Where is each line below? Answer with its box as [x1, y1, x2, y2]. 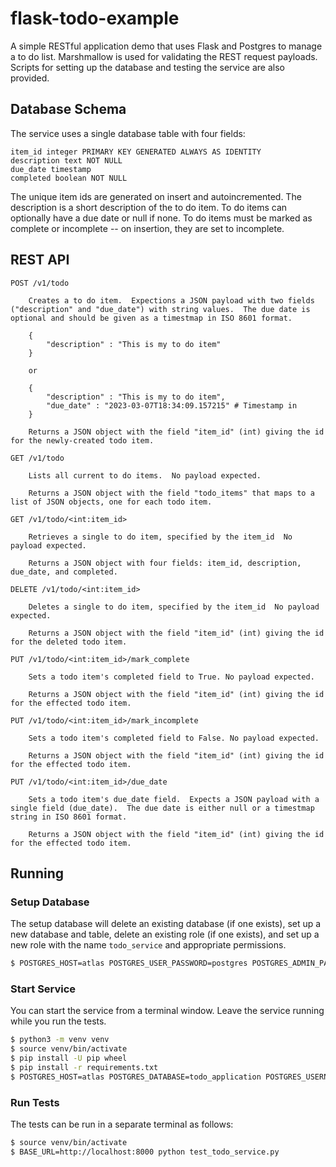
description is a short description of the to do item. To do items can [10, 201, 288, 213]
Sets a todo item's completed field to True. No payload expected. [28, 672, 315, 682]
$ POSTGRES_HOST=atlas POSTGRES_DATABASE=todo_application [10, 1072, 262, 1082]
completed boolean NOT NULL [10, 173, 128, 183]
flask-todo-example [10, 7, 180, 30]
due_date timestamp [10, 164, 92, 174]
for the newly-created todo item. [10, 435, 155, 446]
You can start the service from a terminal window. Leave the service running [10, 1005, 325, 1017]
